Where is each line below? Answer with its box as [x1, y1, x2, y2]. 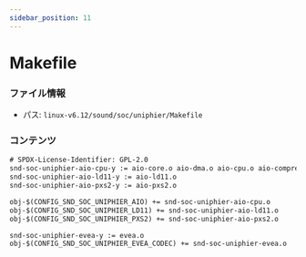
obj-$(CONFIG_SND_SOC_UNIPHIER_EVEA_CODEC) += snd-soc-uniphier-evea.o [9, 239, 287, 249]
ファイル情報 [9, 87, 66, 99]
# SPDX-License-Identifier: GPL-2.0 [9, 156, 148, 165]
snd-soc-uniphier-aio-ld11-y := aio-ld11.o [9, 172, 178, 182]
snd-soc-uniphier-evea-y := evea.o [9, 231, 145, 240]
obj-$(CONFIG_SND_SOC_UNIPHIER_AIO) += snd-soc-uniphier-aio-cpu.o [9, 197, 271, 206]
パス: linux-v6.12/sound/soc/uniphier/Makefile [22, 109, 203, 120]
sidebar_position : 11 [9, 13, 92, 23]
